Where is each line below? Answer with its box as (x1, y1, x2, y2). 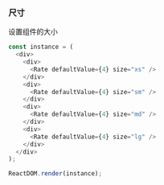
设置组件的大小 (8, 27, 58, 37)
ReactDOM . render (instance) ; (8, 170, 103, 178)
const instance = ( (8, 43, 74, 51)
